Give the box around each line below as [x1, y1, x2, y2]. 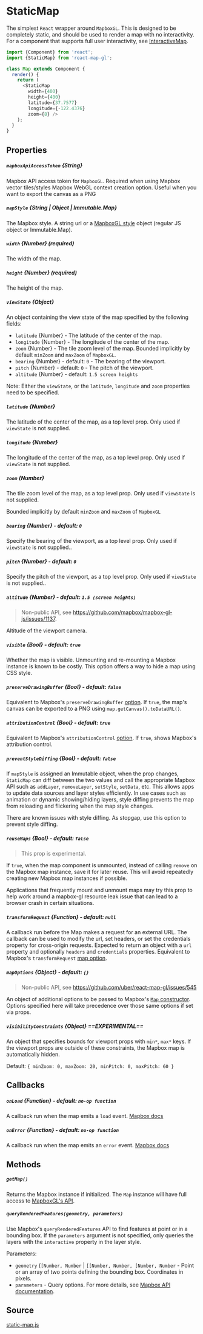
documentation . [15, 1287, 55, 1294]
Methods [6, 1159, 41, 1170]
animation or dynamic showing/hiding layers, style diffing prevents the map [6, 796, 195, 803]
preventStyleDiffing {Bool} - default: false [6, 755, 116, 762]
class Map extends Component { [6, 66, 85, 72]
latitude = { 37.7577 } [28, 99, 78, 106]
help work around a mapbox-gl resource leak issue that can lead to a [6, 893, 178, 900]
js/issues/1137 [21, 615, 56, 623]
